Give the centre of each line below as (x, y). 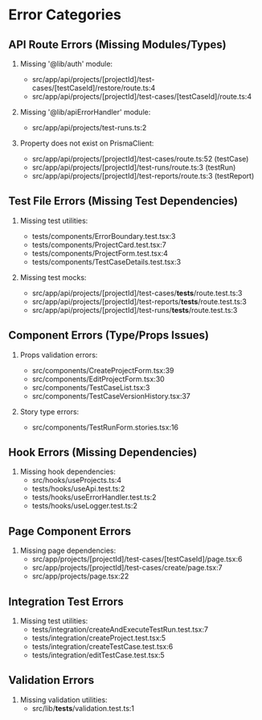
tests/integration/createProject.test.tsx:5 (99, 638)
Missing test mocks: (53, 277)
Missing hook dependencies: (68, 471)
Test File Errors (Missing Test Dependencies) (123, 202)
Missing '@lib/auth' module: (66, 64)
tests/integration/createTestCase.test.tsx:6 (102, 647)
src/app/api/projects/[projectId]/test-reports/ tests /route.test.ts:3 (139, 301)
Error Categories (65, 15)
